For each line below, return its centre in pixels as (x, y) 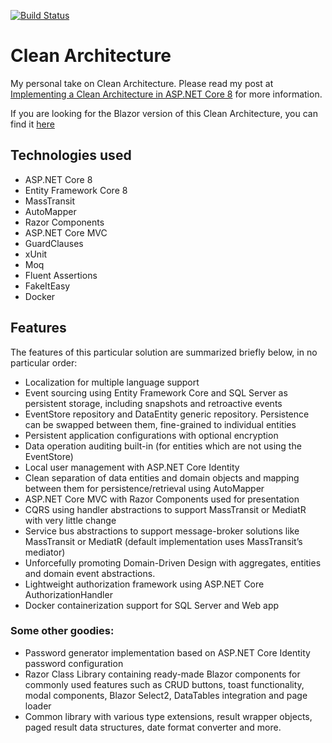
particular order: (44, 362)
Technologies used (71, 155)
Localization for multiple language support (112, 382)
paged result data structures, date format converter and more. (153, 727)
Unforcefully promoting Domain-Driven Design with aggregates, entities (173, 562)
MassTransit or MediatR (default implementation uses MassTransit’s (163, 541)
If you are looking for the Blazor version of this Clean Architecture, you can (164, 113)
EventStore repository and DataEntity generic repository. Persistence (167, 414)
